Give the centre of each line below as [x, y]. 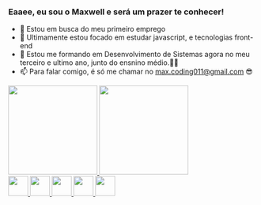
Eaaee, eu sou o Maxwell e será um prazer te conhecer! [116, 12]
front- [244, 37]
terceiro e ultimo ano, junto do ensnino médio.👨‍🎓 [99, 63]
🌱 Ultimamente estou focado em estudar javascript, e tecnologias [126, 37]
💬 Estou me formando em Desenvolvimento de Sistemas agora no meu [135, 55]
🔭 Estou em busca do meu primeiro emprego [93, 29]
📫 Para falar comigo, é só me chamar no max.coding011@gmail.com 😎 [136, 72]
